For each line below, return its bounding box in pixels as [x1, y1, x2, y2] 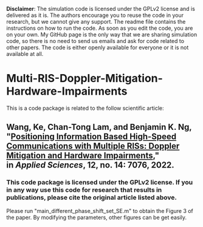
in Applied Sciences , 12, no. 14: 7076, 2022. [6, 160, 174, 171]
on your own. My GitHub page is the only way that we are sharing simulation [6, 31, 198, 38]
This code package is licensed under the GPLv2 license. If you [6, 178, 193, 187]
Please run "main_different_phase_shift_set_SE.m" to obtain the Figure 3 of [6, 207, 193, 214]
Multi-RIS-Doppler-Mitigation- [6, 72, 163, 86]
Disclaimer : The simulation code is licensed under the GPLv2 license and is [6, 5, 196, 12]
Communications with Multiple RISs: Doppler [6, 141, 180, 151]
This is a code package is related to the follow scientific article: [6, 104, 164, 112]
